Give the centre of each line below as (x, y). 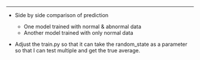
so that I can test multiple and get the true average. (77, 50)
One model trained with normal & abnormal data (82, 26)
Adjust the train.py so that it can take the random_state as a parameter (101, 44)
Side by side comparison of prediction (62, 15)
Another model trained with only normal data (79, 33)
